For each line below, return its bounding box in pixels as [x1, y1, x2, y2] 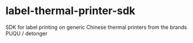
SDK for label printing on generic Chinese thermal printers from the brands [5, 24, 187, 31]
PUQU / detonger [5, 29, 48, 37]
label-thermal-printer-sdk [5, 4, 136, 18]
